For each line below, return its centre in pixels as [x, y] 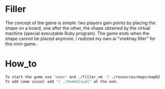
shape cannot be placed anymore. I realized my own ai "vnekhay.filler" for [80, 39]
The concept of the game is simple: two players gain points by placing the [80, 23]
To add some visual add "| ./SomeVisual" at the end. [62, 82]
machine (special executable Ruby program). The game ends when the [77, 33]
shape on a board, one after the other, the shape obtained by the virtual [78, 28]
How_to [21, 64]
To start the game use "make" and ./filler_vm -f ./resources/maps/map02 [83, 77]
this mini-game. [21, 44]
